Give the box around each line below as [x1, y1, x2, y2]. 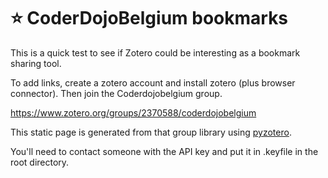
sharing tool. [10, 57, 62, 69]
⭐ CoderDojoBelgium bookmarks [10, 7, 289, 30]
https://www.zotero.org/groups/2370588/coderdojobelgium [10, 106, 257, 119]
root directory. [10, 156, 70, 168]
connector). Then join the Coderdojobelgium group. [10, 87, 223, 99]
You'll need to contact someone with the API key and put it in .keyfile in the [10, 145, 319, 157]
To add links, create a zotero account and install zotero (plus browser [10, 76, 296, 89]
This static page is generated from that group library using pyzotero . [10, 126, 292, 138]
